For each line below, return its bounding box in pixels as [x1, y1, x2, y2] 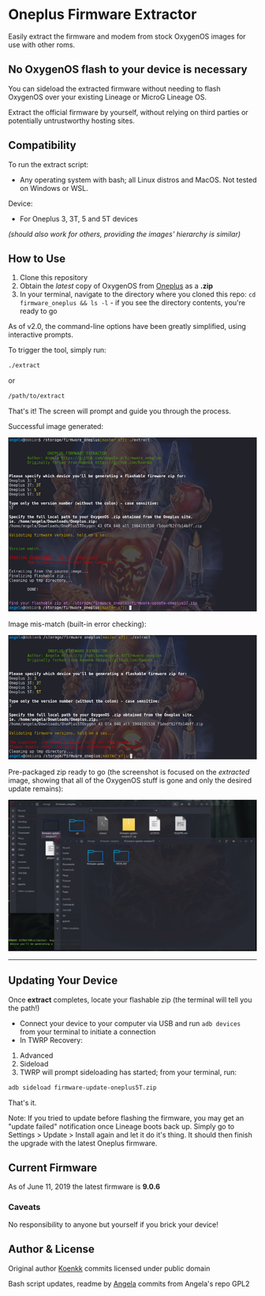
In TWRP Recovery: [19, 1035, 83, 1044]
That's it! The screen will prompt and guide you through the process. [8, 406, 231, 416]
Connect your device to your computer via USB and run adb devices [19, 1018, 241, 1028]
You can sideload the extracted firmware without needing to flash [8, 84, 221, 93]
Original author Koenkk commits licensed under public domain [8, 1264, 211, 1273]
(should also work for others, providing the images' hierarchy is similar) [8, 229, 241, 238]
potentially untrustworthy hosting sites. [8, 116, 136, 125]
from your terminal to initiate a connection [19, 1027, 156, 1036]
